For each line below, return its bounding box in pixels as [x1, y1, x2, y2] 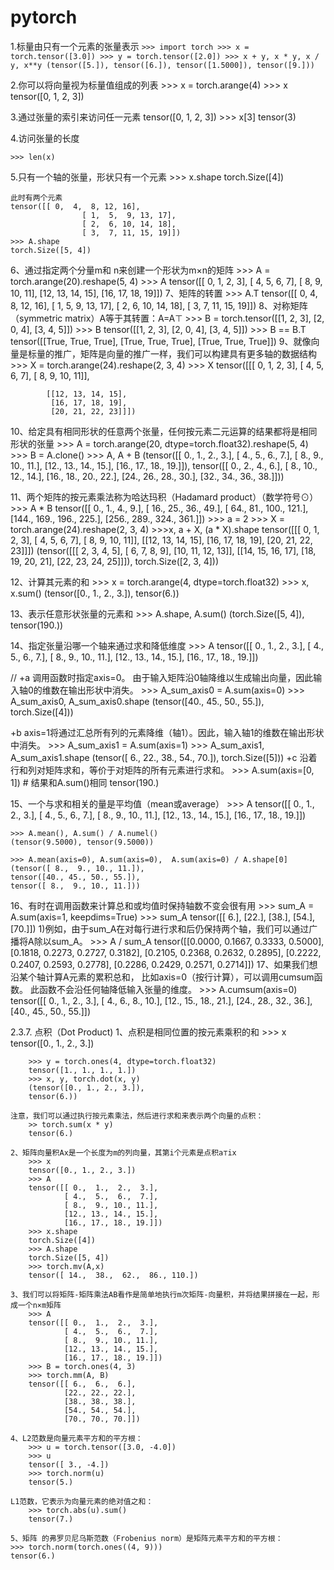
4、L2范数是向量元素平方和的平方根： [10, 1433, 143, 1443]
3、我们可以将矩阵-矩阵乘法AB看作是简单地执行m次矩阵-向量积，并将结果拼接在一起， [10, 1289, 313, 1300]
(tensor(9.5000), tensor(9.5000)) [10, 837, 155, 847]
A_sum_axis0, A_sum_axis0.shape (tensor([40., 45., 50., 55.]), [10, 695, 265, 707]
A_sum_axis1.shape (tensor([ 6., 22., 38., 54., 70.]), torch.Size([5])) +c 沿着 [10, 751, 318, 763]
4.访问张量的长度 [10, 132, 80, 144]
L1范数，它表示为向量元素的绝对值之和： [10, 1496, 154, 1506]
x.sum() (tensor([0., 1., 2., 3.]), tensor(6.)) [10, 587, 180, 599]
